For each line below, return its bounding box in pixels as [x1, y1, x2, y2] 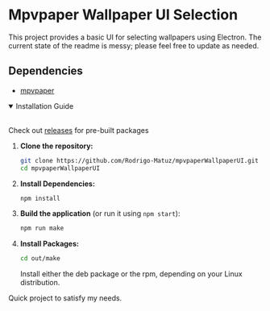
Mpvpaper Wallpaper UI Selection [8, 6, 239, 24]
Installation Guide [15, 101, 74, 110]
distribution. [19, 278, 60, 288]
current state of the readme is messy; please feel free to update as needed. [8, 40, 260, 50]
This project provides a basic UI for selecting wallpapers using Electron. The [8, 32, 262, 42]
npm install [19, 194, 60, 202]
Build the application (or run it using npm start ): [19, 209, 181, 218]
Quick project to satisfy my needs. [8, 293, 123, 303]
